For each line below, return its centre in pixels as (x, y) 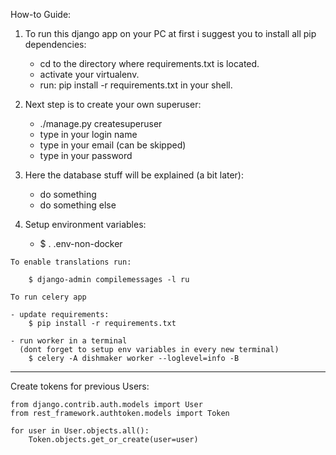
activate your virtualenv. (89, 74)
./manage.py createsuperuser (101, 123)
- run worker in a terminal (69, 341)
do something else (78, 205)
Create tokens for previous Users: (80, 386)
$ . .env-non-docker (81, 243)
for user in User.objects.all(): (80, 431)
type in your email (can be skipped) (113, 145)
